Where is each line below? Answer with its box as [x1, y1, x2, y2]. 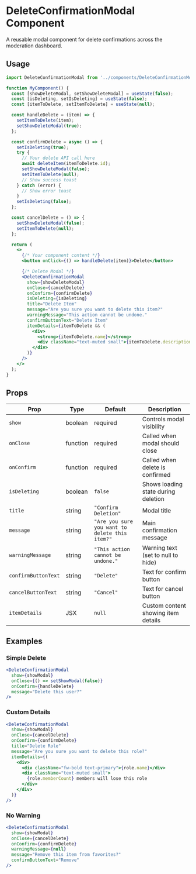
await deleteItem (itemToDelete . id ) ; [21, 161, 111, 167]
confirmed [142, 471, 171, 479]
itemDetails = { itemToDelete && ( [27, 323, 106, 329]
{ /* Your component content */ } [21, 253, 100, 259]
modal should [142, 439, 180, 448]
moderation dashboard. [6, 42, 62, 49]
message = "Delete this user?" [11, 689, 82, 694]
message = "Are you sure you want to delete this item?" [27, 307, 163, 312]
